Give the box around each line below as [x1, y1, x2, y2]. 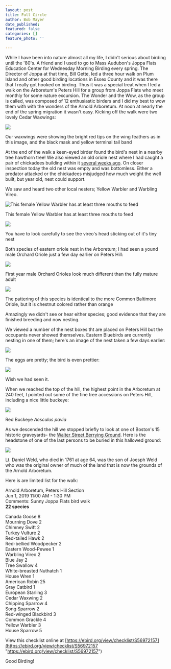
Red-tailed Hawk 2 [5, 535, 44, 541]
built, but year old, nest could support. [5, 176, 86, 182]
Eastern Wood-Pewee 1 [5, 546, 55, 552]
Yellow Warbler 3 [5, 622, 41, 628]
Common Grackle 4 [5, 616, 46, 623]
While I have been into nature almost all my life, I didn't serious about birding [5, 54, 166, 60]
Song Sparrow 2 [5, 606, 40, 612]
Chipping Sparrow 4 [5, 600, 47, 606]
